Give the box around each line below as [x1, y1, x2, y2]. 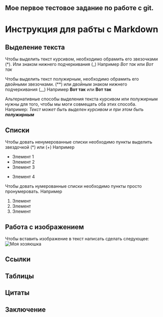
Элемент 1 [12, 154, 34, 160]
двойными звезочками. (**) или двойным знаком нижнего [5, 81, 127, 87]
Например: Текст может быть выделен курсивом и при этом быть [5, 107, 144, 113]
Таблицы [5, 272, 34, 280]
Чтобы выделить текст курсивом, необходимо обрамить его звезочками [5, 56, 158, 62]
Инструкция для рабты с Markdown [5, 24, 159, 35]
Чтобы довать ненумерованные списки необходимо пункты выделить [5, 139, 153, 145]
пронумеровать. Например [5, 189, 63, 195]
